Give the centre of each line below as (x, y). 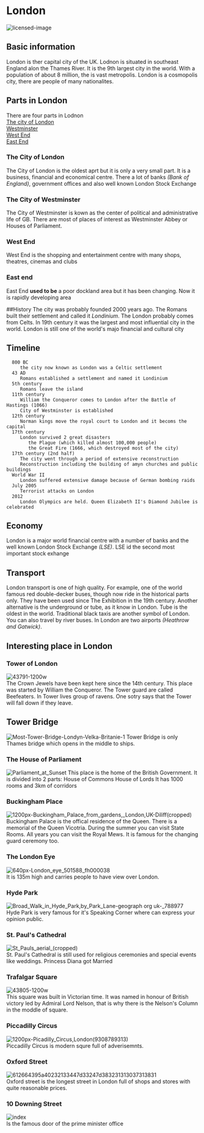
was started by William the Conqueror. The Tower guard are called (90, 690)
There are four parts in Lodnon (45, 115)
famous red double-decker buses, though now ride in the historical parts (98, 594)
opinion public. (25, 919)
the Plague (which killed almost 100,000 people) (93, 443)
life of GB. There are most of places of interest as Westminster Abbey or (97, 219)
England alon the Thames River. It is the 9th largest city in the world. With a (101, 68)
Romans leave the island (52, 389)
